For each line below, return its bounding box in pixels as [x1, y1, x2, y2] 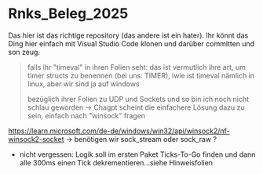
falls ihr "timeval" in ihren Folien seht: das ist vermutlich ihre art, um [27, 62, 246, 71]
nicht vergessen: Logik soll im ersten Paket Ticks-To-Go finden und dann [19, 150, 256, 159]
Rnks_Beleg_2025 [8, 5, 129, 23]
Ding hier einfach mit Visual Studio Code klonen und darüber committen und [8, 38, 255, 48]
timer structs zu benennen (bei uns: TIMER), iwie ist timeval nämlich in [27, 71, 255, 80]
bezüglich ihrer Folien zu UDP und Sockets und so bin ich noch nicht [27, 94, 250, 103]
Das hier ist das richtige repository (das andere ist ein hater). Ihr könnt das [8, 31, 249, 40]
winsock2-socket [8, 134, 64, 143]
